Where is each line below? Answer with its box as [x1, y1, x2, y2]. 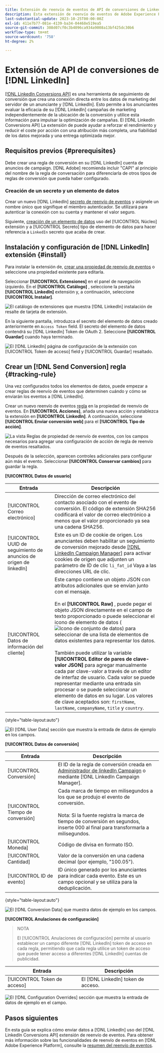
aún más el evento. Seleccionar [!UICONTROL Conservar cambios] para [5, 458, 151, 464]
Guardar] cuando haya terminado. [5, 334, 74, 340]
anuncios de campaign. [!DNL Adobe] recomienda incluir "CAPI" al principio [5, 165, 158, 171]
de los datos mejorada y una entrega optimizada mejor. [5, 133, 116, 138]
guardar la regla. [5, 463, 38, 470]
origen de [7, 559, 30, 566]
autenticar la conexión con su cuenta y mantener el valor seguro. [5, 209, 136, 215]
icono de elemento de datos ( [54, 619, 122, 626]
